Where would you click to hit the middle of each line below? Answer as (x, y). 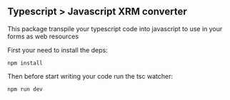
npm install (25, 63)
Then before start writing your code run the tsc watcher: (90, 76)
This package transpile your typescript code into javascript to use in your (115, 28)
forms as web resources (43, 36)
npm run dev (25, 89)
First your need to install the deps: (58, 50)
